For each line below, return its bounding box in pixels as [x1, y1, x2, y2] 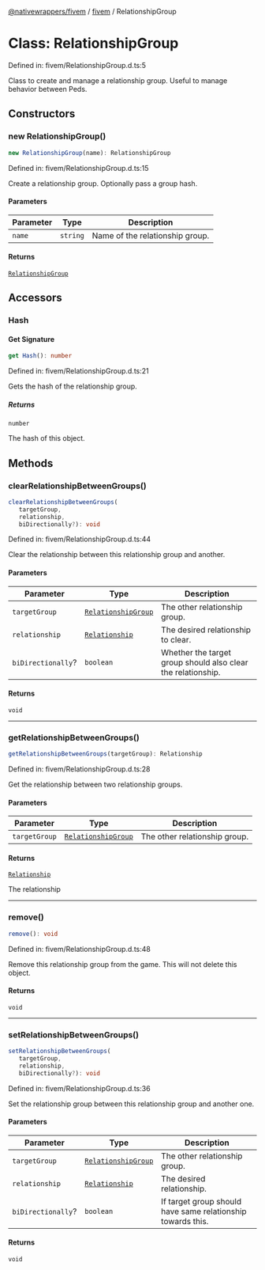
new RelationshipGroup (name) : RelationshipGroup [8, 149, 171, 157]
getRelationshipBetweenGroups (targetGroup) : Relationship [8, 750, 203, 758]
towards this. [161, 1215, 209, 1226]
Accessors [8, 291, 63, 305]
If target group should [161, 1196, 242, 1207]
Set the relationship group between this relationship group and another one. [8, 1099, 255, 1109]
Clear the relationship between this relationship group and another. [8, 550, 226, 559]
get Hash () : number [8, 352, 73, 360]
